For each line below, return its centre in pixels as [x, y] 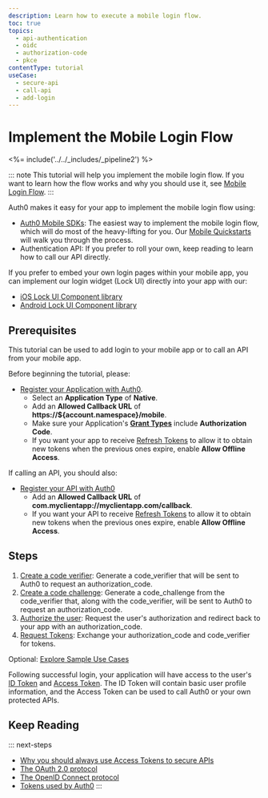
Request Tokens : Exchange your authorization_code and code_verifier [135, 635]
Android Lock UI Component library [78, 305]
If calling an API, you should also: [63, 473]
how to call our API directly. [65, 257]
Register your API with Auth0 [67, 488]
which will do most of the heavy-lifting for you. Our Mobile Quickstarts [136, 232]
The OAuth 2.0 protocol [58, 768]
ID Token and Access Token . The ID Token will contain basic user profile [127, 683]
